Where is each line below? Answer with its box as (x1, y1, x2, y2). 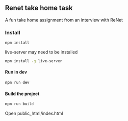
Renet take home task (5, 4, 73, 12)
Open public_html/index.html (5, 110, 63, 117)
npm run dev (5, 80, 29, 85)
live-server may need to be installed (5, 49, 78, 55)
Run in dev (5, 69, 27, 75)
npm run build (5, 101, 34, 107)
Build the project (5, 91, 40, 97)
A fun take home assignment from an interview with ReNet (5, 17, 123, 23)
